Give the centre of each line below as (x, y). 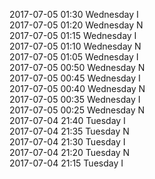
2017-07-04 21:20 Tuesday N (70, 152)
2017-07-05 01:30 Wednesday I (74, 14)
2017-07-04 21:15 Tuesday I (66, 163)
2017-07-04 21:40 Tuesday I (67, 120)
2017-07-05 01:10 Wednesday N (75, 46)
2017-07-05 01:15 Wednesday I (73, 35)
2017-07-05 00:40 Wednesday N (77, 88)
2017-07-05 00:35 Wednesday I (75, 99)
